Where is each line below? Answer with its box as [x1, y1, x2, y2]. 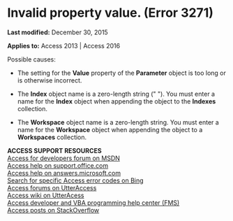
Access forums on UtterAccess [7, 183, 97, 192]
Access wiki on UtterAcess [7, 191, 84, 199]
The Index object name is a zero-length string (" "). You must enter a [17, 90, 215, 98]
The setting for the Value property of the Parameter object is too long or [17, 69, 227, 77]
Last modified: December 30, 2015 [7, 28, 108, 36]
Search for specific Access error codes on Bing [7, 176, 144, 185]
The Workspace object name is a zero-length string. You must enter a [17, 117, 220, 127]
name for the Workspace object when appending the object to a [17, 125, 203, 134]
